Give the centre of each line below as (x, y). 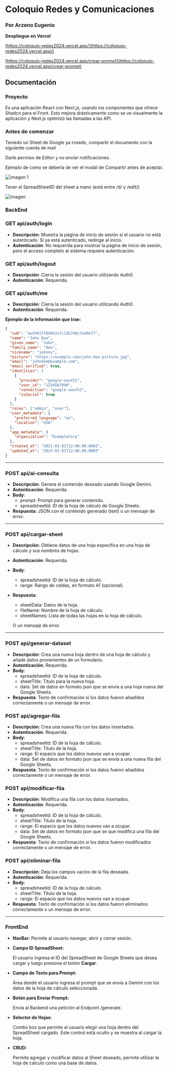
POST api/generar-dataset (38, 643)
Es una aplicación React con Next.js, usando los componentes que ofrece (82, 108)
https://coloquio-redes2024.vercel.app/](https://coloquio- (67, 46)
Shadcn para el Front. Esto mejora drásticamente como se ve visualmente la (84, 113)
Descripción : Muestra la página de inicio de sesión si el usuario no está (87, 235)
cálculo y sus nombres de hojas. (46, 551)
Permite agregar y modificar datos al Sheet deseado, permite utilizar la (86, 1057)
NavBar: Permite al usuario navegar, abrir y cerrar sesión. (72, 938)
